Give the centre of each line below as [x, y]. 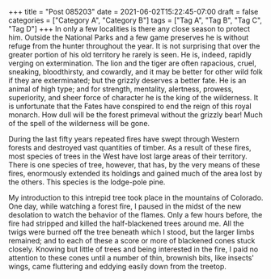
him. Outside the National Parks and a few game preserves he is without [129, 37]
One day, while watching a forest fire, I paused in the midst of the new [125, 206]
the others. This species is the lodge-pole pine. [87, 182]
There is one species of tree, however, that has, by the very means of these [134, 165]
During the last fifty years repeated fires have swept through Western [124, 139]
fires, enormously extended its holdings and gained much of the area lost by [135, 173]
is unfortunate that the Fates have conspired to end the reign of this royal [130, 106]
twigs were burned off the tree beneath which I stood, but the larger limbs [131, 232]
